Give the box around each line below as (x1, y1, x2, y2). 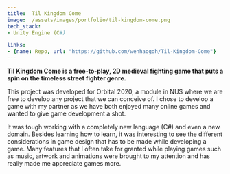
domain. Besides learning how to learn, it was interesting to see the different (7, 130, 223, 138)
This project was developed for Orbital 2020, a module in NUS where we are (7, 87, 223, 96)
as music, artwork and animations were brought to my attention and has (7, 152, 211, 160)
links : (7, 42, 26, 49)
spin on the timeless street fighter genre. (7, 74, 126, 83)
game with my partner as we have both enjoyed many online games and (7, 102, 211, 110)
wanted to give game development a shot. (7, 109, 126, 118)
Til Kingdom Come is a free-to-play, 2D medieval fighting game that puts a (7, 67, 224, 75)
